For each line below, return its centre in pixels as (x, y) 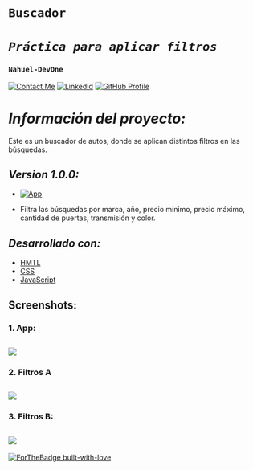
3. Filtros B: (31, 417)
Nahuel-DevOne (36, 69)
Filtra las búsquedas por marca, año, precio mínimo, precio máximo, (132, 210)
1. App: (22, 328)
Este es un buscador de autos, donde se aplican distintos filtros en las (124, 141)
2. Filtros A (30, 372)
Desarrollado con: (55, 243)
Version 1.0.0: (44, 175)
